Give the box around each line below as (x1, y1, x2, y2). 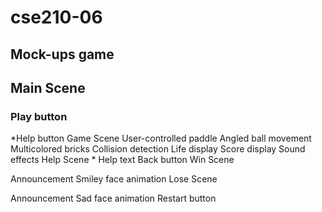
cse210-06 (10, 6, 103, 29)
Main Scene (10, 79, 86, 96)
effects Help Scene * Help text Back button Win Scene (10, 154, 235, 166)
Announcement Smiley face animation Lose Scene (10, 173, 218, 185)
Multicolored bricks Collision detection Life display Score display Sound (10, 143, 306, 155)
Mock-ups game (10, 46, 115, 63)
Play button (10, 109, 68, 123)
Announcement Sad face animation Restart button (10, 192, 217, 205)
